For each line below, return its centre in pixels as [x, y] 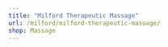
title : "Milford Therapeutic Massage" [73, 16]
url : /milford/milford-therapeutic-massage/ [84, 23]
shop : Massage [32, 30]
